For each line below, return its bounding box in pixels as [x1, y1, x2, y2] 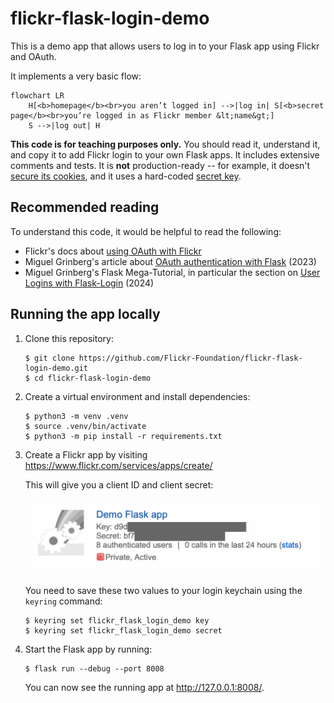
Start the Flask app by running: [24, 643, 153, 656]
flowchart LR [10, 90, 65, 101]
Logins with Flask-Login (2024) [24, 277, 155, 289]
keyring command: [24, 595, 103, 607]
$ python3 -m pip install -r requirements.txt [24, 431, 223, 441]
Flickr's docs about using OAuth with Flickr [24, 245, 202, 257]
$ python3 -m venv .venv [24, 411, 129, 421]
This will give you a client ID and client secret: [24, 478, 214, 491]
